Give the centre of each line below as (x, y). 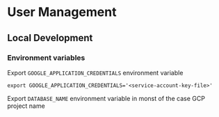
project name (26, 106)
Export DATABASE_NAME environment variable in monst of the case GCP (106, 98)
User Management (62, 12)
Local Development (50, 38)
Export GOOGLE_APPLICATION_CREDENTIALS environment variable (95, 72)
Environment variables (46, 58)
